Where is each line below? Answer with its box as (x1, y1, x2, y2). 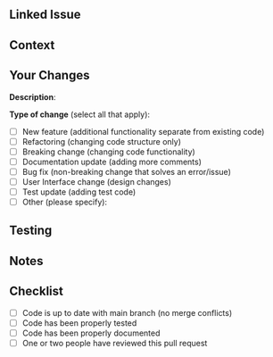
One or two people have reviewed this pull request (21, 337, 208, 348)
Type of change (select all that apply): (9, 109, 150, 120)
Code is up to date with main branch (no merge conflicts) (21, 307, 233, 318)
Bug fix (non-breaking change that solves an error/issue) (21, 166, 232, 177)
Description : (9, 91, 56, 102)
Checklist (9, 284, 64, 299)
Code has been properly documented (21, 328, 161, 338)
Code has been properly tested (21, 317, 137, 328)
